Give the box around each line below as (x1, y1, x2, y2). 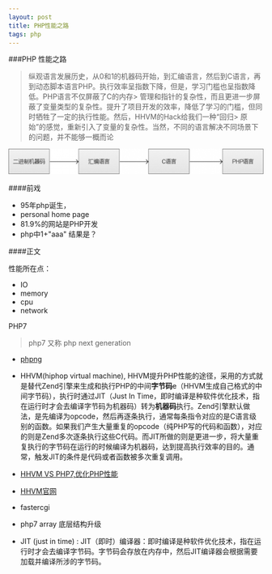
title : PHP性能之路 (8, 21, 70, 30)
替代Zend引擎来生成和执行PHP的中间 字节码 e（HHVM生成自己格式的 (27, 381, 256, 390)
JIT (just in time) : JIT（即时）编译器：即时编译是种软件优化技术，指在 (19, 536, 255, 546)
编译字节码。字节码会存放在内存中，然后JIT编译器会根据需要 (55, 546, 258, 556)
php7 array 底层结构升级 (19, 519, 102, 529)
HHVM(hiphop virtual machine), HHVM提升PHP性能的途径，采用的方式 (19, 371, 257, 381)
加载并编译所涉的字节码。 (19, 556, 106, 566)
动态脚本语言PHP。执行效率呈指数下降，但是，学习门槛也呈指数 (35, 82, 249, 91)
